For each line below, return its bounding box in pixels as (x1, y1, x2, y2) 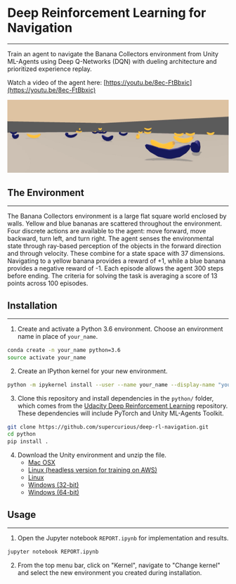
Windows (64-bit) (27, 488, 79, 497)
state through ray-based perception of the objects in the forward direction (7, 242, 221, 250)
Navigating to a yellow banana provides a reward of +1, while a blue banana (7, 257, 226, 265)
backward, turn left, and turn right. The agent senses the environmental (7, 234, 214, 243)
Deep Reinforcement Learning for (7, 5, 206, 21)
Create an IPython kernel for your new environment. (17, 367, 168, 375)
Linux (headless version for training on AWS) (27, 466, 158, 474)
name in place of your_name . (17, 332, 98, 340)
